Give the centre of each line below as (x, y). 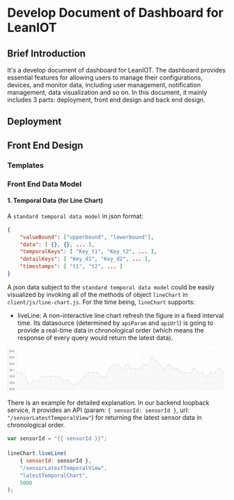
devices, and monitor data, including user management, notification (104, 85)
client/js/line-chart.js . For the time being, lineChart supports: (101, 302)
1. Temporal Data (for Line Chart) (55, 201)
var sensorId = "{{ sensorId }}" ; (57, 439)
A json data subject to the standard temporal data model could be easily (111, 287)
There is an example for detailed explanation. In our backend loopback (108, 403)
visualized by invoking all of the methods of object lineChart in (97, 294)
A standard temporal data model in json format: (76, 216)
